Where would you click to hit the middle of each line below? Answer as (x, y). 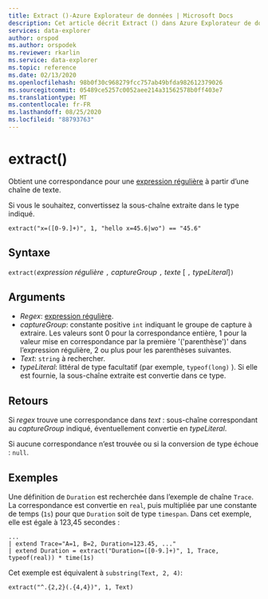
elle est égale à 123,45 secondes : (64, 522)
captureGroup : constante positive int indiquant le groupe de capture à (136, 325)
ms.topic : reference (43, 68)
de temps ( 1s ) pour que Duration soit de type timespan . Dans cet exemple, (130, 514)
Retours (28, 401)
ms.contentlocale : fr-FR (49, 105)
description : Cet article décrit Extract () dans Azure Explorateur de (130, 23)
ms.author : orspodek (43, 46)
